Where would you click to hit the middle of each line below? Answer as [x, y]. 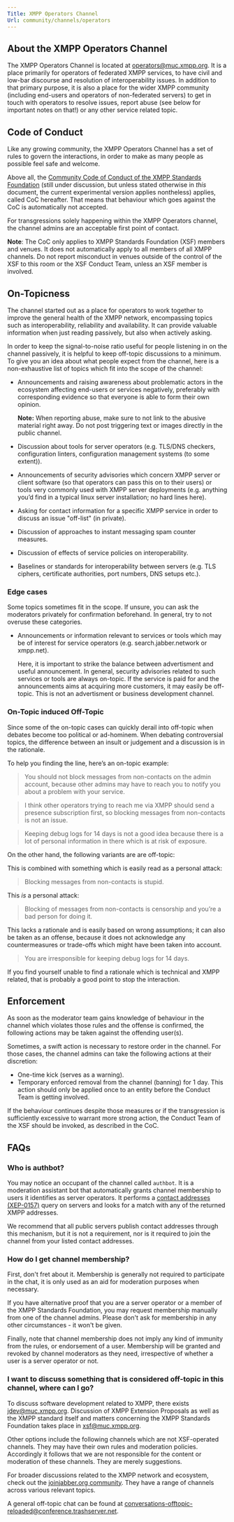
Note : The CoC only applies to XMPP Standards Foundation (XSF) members [116, 242]
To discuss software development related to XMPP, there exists [98, 1403]
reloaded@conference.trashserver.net [62, 1511]
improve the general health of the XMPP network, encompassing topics [110, 317]
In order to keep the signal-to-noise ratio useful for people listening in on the [117, 346]
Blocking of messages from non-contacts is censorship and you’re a [123, 909]
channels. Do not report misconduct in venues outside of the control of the [115, 257]
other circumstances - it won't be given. [65, 1325]
